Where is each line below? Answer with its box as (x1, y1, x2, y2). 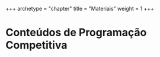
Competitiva (5, 39, 68, 52)
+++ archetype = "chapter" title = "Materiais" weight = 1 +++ (5, 5, 155, 12)
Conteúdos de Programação (5, 26, 147, 39)
